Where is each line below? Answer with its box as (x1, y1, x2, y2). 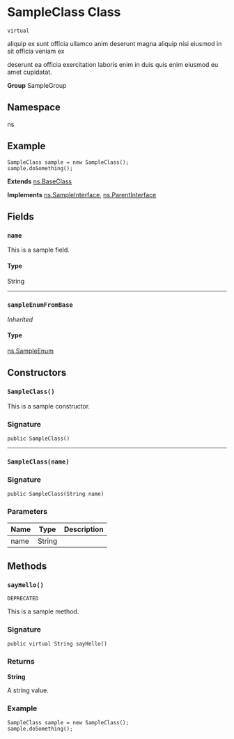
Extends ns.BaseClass (7, 177, 72, 185)
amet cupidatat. (7, 68, 52, 76)
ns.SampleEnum (7, 346, 54, 355)
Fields (7, 211, 35, 222)
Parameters (7, 507, 47, 517)
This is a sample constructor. (7, 402, 91, 410)
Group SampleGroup (7, 81, 67, 89)
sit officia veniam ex (7, 47, 65, 55)
